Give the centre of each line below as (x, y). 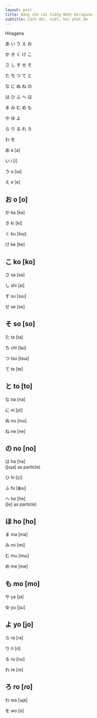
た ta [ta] (14, 337)
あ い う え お (19, 44)
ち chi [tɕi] (16, 347)
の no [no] (21, 449)
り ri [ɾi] (13, 648)
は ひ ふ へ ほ (19, 97)
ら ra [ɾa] (14, 637)
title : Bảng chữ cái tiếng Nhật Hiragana (49, 15)
